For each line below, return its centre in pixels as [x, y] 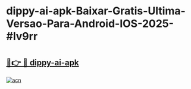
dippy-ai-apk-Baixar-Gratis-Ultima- [96, 11]
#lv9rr [22, 36]
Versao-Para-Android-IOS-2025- [90, 24]
